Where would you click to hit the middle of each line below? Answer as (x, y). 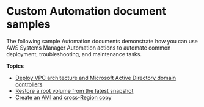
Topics (15, 66)
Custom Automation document (86, 11)
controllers (29, 84)
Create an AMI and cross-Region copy (63, 97)
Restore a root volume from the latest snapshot (74, 90)
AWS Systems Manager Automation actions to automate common (89, 48)
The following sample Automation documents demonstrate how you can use (102, 41)
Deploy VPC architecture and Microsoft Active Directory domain (95, 78)
